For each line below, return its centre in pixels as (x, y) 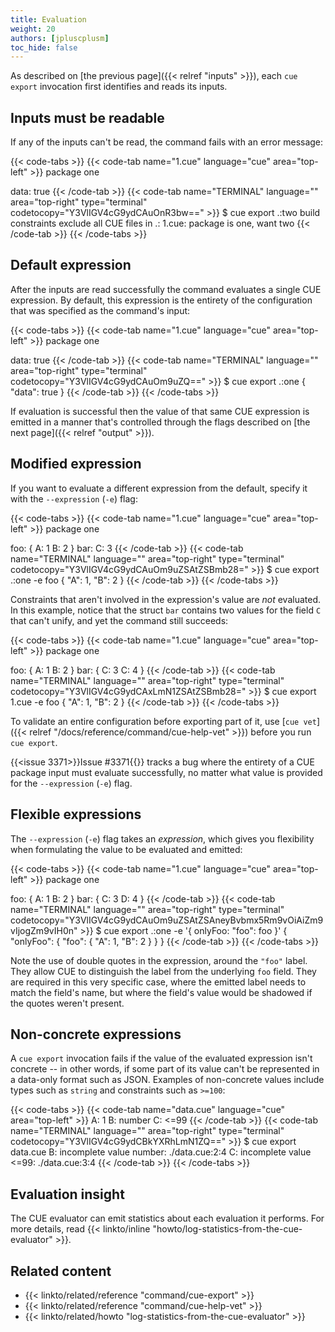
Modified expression (76, 464)
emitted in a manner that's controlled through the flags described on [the (160, 422)
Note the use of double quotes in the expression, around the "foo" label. (159, 960)
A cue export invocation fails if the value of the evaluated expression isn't (161, 1058)
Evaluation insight (67, 1194)
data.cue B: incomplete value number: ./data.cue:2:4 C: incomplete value (161, 1152)
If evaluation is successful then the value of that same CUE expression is (160, 411)
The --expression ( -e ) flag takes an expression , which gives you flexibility (162, 838)
